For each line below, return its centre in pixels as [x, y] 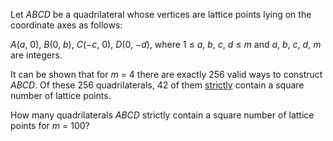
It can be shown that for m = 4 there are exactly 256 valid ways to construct [166, 74]
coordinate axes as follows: [66, 25]
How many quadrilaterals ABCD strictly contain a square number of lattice [162, 115]
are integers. [36, 55]
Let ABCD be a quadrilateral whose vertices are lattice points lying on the [161, 14]
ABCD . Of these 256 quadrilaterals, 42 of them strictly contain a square [157, 85]
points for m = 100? [50, 125]
